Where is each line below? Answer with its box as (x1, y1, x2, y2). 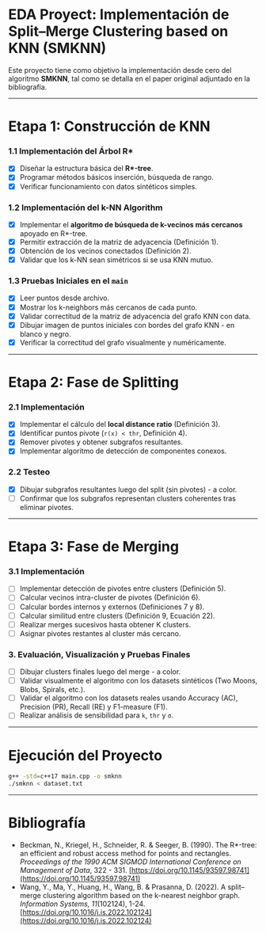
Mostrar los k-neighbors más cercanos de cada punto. (19, 303, 198, 312)
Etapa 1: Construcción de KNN (8, 117, 211, 135)
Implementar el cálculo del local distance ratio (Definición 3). (19, 420, 221, 429)
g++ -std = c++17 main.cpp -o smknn (8, 772, 123, 781)
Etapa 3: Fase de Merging (8, 538, 180, 556)
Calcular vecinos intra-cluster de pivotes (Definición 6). (19, 592, 200, 603)
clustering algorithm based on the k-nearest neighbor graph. (42, 890, 240, 900)
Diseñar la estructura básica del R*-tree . (19, 164, 154, 173)
